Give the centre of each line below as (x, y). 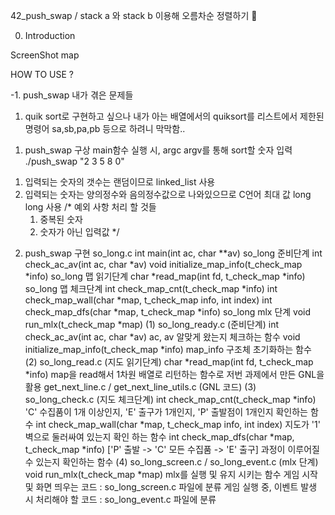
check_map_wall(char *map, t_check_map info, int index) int (148, 300)
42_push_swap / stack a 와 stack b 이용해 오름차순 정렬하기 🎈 (134, 15)
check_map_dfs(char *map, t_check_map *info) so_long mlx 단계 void (168, 312)
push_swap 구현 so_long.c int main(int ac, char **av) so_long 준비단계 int (173, 253)
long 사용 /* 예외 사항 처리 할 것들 (90, 207)
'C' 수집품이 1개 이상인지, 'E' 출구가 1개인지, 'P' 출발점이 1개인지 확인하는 (166, 412)
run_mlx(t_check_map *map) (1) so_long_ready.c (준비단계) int (152, 324)
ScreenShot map (45, 55)
